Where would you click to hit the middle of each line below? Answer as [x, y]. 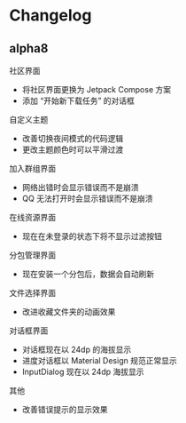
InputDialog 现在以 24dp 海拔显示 [83, 371]
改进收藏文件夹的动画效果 [69, 311]
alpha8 [29, 48]
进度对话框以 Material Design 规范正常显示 [99, 360]
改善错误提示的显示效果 [65, 409]
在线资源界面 [32, 217]
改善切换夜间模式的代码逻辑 [73, 138]
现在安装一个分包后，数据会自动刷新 [88, 274]
